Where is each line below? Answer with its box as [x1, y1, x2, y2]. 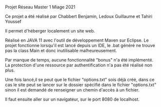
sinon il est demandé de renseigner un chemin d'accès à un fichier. [5, 87, 140, 92]
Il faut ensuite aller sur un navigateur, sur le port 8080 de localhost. [5, 96, 140, 102]
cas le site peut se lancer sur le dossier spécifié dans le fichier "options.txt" [5, 82, 157, 88]
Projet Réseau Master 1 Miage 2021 [5, 4, 75, 10]
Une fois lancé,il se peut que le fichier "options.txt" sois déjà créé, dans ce [5, 77, 155, 82]
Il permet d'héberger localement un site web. [5, 28, 95, 33]
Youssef [5, 19, 22, 24]
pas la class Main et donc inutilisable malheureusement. [5, 48, 117, 53]
